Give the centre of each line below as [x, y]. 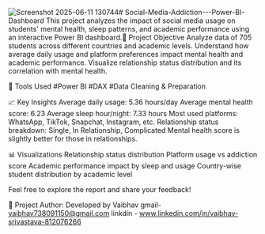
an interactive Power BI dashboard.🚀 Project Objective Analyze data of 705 [130, 37]
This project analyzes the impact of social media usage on [141, 21]
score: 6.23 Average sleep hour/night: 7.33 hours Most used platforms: [123, 113]
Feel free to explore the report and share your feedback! [100, 189]
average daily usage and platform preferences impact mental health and [126, 54]
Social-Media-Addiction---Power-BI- [185, 12]
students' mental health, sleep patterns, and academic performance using [129, 29]
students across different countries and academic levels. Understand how [129, 46]
